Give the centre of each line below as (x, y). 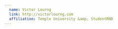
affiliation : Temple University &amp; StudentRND (61, 19)
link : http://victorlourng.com (41, 14)
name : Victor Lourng (30, 10)
